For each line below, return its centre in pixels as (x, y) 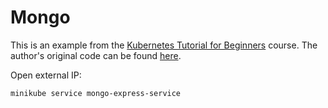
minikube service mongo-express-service (96, 93)
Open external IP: (46, 75)
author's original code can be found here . (96, 55)
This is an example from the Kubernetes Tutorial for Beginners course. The (164, 45)
